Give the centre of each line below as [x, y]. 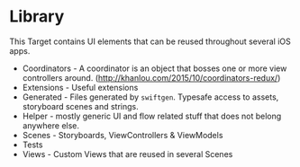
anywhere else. [50, 125]
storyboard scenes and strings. [80, 106]
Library [37, 17]
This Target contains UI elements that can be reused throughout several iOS [150, 41]
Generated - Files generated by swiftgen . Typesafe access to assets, [150, 97]
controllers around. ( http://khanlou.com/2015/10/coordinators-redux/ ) [151, 77]
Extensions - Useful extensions [80, 87]
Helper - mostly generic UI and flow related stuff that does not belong [152, 116]
